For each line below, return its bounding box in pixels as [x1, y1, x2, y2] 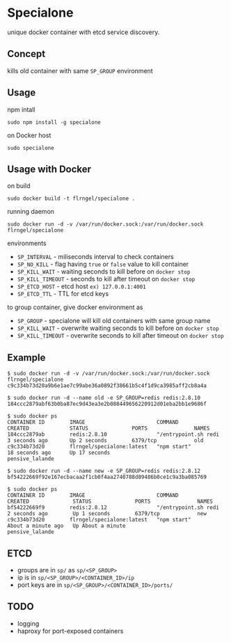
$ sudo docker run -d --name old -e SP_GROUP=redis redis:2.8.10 [7, 395, 200, 402]
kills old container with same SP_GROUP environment [7, 66, 153, 75]
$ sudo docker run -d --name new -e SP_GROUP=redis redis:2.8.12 [7, 468, 200, 475]
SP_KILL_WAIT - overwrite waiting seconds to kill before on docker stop [17, 324, 219, 332]
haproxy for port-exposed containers [17, 627, 124, 635]
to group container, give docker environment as [7, 303, 143, 311]
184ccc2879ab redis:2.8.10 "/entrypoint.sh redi [7, 431, 219, 438]
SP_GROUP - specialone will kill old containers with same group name [17, 317, 211, 325]
